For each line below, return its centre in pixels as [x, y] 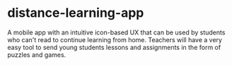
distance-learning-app [76, 13]
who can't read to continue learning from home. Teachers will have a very [115, 39]
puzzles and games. [37, 55]
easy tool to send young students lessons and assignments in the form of [114, 47]
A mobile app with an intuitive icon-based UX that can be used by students [116, 32]
